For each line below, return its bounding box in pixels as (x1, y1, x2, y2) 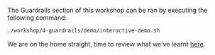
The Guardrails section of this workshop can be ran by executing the (7, 6, 208, 14)
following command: (7, 13, 67, 22)
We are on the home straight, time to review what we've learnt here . (7, 39, 206, 48)
